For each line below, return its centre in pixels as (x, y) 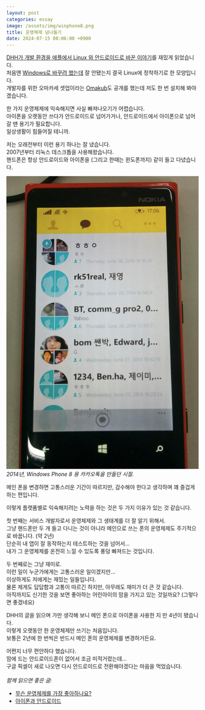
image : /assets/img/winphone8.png (50, 26)
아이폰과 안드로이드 (38, 701)
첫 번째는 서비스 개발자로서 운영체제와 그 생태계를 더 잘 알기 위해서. (86, 521)
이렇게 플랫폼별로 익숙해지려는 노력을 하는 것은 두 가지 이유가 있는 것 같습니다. (99, 508)
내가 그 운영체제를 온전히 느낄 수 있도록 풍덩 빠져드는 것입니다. (80, 551)
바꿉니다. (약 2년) (33, 536)
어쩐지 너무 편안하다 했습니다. (41, 651)
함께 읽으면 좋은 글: (29, 681)
